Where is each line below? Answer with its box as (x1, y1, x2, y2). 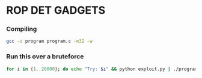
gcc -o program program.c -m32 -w (6, 38, 93, 45)
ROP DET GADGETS (6, 4, 106, 17)
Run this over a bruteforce (6, 52, 84, 61)
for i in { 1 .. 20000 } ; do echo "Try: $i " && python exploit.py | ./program (6, 66, 198, 72)
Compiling (6, 25, 37, 33)
